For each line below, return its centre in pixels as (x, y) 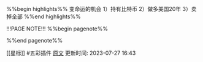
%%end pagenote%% (35, 40)
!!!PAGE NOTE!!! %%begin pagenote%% (57, 29)
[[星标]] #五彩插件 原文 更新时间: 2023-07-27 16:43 (71, 53)
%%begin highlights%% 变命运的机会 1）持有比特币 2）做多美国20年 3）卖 (101, 9)
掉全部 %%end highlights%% (44, 16)
